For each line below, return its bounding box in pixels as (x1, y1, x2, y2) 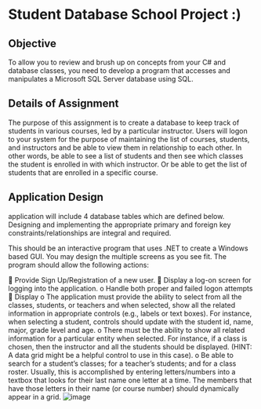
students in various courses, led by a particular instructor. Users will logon (8, 126, 248, 135)
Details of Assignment (8, 97, 119, 111)
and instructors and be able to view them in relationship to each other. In (8, 143, 242, 152)
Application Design (8, 191, 104, 204)
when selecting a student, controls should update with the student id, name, (8, 316, 253, 327)
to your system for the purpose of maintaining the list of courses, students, (8, 134, 250, 144)
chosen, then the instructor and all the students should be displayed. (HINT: (8, 341, 252, 351)
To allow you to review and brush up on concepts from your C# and (8, 57, 226, 67)
